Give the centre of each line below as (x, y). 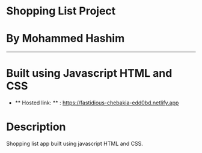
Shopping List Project (61, 11)
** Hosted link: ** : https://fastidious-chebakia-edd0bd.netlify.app (97, 103)
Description (36, 127)
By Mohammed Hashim (66, 39)
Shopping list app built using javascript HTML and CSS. (75, 143)
